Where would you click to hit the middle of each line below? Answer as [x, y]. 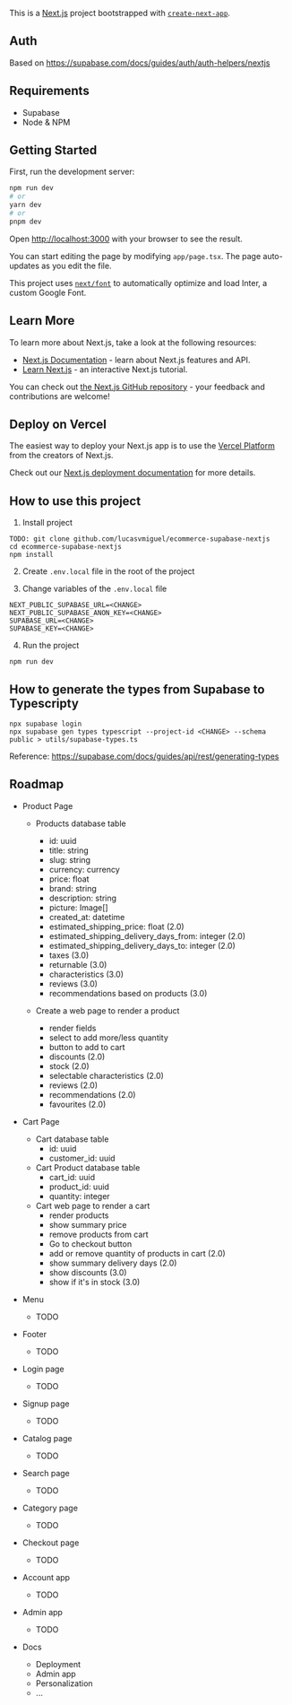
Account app [46, 1577]
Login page [43, 1369]
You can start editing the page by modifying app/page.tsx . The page [135, 256]
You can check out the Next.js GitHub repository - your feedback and [137, 387]
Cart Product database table [88, 1167]
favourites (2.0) [77, 1104]
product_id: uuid [79, 1187]
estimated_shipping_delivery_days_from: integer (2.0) [147, 935]
